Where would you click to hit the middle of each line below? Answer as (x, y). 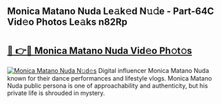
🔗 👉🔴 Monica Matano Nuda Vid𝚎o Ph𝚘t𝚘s (100, 51)
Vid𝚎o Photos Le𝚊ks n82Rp (67, 22)
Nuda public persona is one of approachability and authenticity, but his (108, 86)
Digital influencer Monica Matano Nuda (154, 71)
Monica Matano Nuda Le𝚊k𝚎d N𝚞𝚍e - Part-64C (111, 11)
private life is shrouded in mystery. (56, 93)
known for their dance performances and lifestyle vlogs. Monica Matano (109, 78)
